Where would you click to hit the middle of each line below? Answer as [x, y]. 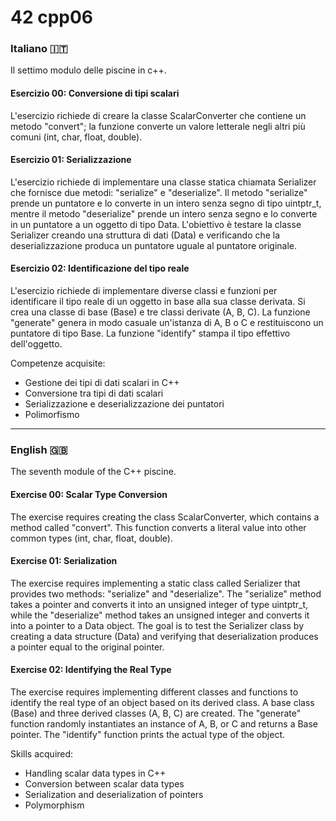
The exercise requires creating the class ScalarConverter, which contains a [165, 517]
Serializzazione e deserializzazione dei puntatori [124, 404]
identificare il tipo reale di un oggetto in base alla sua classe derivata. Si [158, 302]
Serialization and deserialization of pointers [114, 794]
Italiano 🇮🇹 [39, 49]
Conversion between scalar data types [104, 784]
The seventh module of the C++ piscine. [93, 472]
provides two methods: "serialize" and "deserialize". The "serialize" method [166, 593]
